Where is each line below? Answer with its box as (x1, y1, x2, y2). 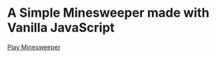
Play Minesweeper (7, 43, 61, 51)
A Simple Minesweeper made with (7, 5, 210, 21)
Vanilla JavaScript (7, 20, 115, 36)
